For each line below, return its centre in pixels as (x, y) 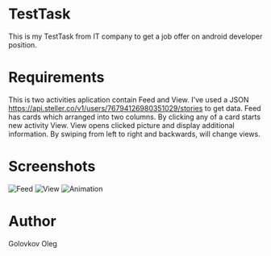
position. (23, 44)
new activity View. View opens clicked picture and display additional (122, 125)
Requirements (56, 78)
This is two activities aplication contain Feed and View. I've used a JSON (129, 99)
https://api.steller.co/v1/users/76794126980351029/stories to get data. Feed (135, 108)
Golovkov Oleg (33, 243)
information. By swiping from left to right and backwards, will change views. (134, 134)
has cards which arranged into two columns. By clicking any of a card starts (134, 117)
